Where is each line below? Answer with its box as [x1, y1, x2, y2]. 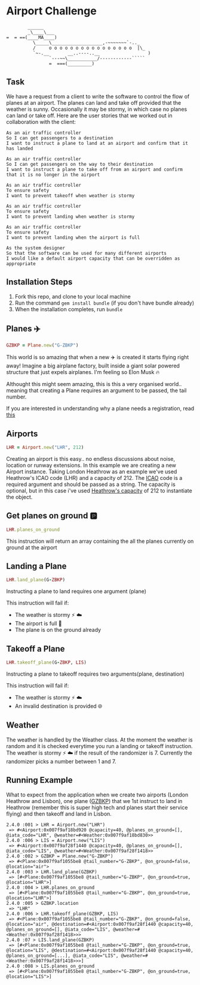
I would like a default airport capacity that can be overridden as [6, 256, 180, 262]
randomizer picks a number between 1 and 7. [6, 758, 116, 765]
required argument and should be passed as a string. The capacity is [6, 481, 176, 488]
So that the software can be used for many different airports [6, 250, 167, 256]
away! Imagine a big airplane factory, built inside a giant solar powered [6, 362, 180, 369]
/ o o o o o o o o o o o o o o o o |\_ [32, 45, 146, 51]
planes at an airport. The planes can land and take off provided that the [6, 99, 181, 106]
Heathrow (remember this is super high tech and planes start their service [6, 804, 188, 811]
